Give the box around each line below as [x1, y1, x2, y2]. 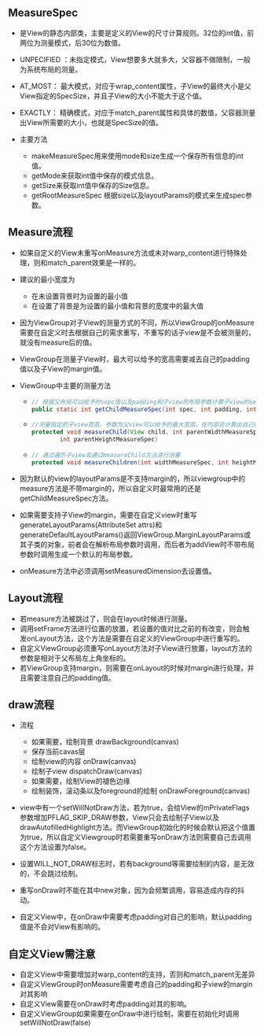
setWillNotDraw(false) [19, 1018, 91, 1028]
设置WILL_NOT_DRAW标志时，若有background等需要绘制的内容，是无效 [19, 859, 255, 869]
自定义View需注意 [8, 947, 96, 961]
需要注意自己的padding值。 [26, 673, 115, 682]
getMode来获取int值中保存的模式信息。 [31, 171, 159, 180]
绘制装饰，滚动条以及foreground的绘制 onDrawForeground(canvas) [31, 786, 251, 796]
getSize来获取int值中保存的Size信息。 [31, 180, 154, 190]
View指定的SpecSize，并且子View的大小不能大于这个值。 [19, 90, 207, 101]
